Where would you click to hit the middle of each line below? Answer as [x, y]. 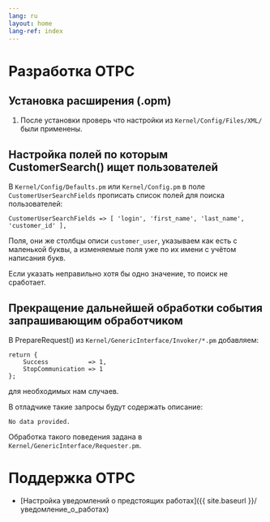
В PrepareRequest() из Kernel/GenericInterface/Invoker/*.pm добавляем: [134, 340]
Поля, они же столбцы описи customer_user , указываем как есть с [123, 241]
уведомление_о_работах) [64, 509]
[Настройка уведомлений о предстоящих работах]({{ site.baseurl [133, 500]
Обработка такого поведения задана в [75, 437]
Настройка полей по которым [88, 154]
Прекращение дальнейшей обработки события [136, 308]
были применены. [51, 129]
